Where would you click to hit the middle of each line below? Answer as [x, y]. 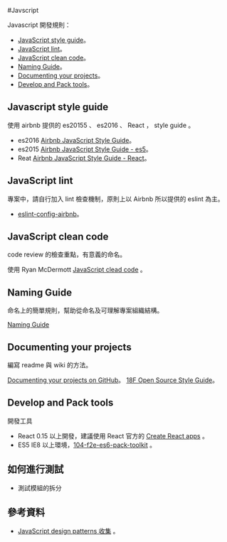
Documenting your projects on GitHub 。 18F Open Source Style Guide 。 [113, 380]
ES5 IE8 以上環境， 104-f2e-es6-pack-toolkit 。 [87, 445]
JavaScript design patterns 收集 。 [68, 531]
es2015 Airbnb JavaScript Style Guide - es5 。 [85, 149]
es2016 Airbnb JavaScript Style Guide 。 [76, 140]
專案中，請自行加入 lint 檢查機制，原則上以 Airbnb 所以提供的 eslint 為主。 [116, 199]
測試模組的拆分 [39, 488]
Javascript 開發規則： [39, 25]
